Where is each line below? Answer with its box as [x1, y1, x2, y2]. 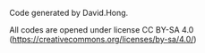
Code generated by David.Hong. [9, 8, 129, 18]
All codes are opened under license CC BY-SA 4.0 [9, 25, 194, 34]
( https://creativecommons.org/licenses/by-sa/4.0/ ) [9, 34, 197, 44]
